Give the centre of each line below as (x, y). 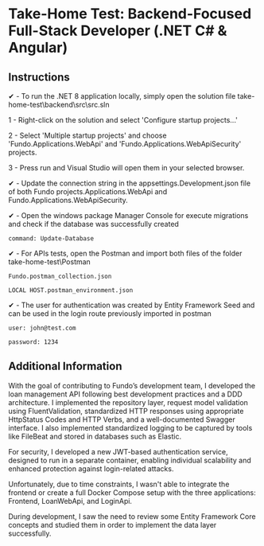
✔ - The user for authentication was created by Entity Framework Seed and (132, 305)
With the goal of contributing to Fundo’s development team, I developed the (132, 385)
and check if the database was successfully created (93, 224)
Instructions (39, 77)
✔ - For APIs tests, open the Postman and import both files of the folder (125, 253)
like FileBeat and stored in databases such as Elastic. (95, 436)
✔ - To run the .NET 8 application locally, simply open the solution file (122, 96)
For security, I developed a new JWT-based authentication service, (118, 451)
